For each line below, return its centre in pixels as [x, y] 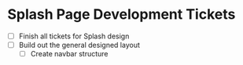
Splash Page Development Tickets [121, 14]
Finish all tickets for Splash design [74, 36]
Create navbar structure [69, 54]
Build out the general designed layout [79, 45]
